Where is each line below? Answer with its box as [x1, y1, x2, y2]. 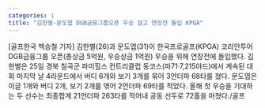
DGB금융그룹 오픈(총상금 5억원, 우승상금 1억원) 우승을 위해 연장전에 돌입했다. [8, 51, 246, 61]
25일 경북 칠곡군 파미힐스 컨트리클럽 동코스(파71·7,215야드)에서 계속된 [28, 61, 245, 71]
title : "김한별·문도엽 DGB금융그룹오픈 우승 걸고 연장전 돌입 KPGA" [8, 19, 204, 27]
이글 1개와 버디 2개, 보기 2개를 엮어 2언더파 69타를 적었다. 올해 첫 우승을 [8, 80, 232, 91]
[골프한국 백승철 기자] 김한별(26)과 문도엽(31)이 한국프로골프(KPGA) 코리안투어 [8, 41, 253, 51]
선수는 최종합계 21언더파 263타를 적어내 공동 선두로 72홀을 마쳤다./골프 [25, 91, 245, 100]
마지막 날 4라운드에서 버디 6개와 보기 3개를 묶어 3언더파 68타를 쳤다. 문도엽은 [16, 71, 257, 80]
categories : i [8, 11, 55, 20]
